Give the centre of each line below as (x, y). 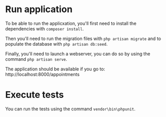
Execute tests (35, 95)
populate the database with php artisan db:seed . (56, 44)
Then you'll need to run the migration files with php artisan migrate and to (83, 38)
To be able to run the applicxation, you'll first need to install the (71, 23)
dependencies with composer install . (45, 28)
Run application (39, 9)
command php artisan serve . (36, 59)
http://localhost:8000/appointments (43, 74)
